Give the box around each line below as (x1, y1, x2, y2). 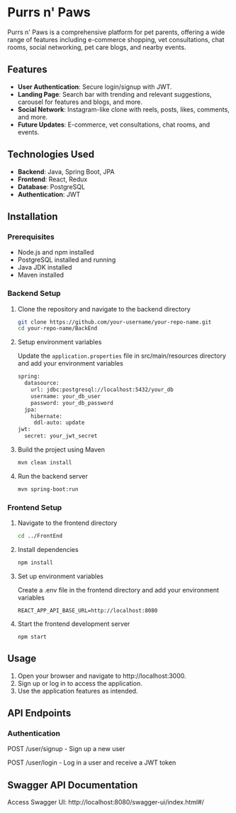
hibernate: (30, 413, 63, 420)
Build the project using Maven (17, 445, 105, 454)
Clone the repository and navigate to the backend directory (17, 304, 191, 313)
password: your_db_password (30, 399, 113, 406)
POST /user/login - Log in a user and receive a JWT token (7, 758, 176, 767)
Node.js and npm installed (17, 248, 94, 257)
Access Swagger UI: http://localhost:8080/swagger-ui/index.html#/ (7, 798, 204, 807)
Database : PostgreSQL (17, 182, 86, 191)
